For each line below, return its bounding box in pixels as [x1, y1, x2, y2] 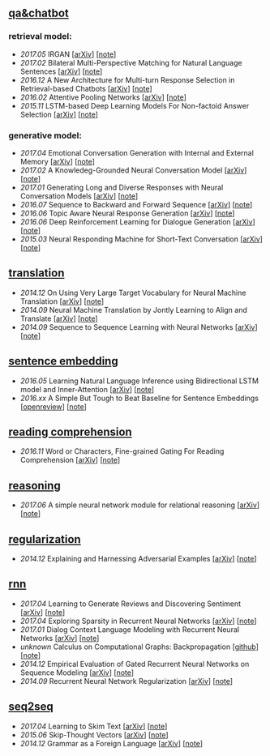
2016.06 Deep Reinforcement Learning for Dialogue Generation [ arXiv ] [19, 216, 255, 226]
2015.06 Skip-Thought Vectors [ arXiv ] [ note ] [19, 729, 169, 740]
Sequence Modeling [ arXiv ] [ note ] [19, 668, 135, 677]
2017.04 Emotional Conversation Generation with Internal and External [19, 147, 254, 157]
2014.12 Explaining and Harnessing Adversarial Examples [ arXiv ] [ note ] [19, 554, 257, 564]
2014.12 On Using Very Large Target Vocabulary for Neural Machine [19, 288, 246, 297]
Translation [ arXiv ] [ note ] [19, 296, 105, 306]
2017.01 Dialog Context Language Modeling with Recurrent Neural [19, 624, 240, 634]
